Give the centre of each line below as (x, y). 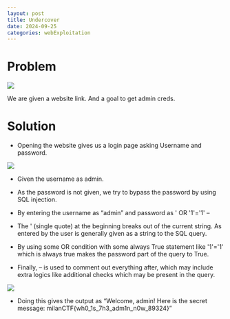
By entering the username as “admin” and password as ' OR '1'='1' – (113, 213)
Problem (32, 67)
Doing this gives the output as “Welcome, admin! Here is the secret (112, 301)
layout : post (26, 13)
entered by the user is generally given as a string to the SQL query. (112, 234)
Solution (32, 126)
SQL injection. (37, 199)
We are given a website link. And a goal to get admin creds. (91, 99)
